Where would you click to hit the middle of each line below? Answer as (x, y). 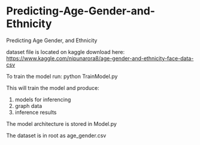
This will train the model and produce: (53, 87)
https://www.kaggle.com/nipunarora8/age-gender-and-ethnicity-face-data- (100, 58)
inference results (36, 112)
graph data (28, 105)
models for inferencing (43, 99)
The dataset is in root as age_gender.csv (56, 135)
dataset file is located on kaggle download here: (65, 52)
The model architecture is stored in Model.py (61, 123)
